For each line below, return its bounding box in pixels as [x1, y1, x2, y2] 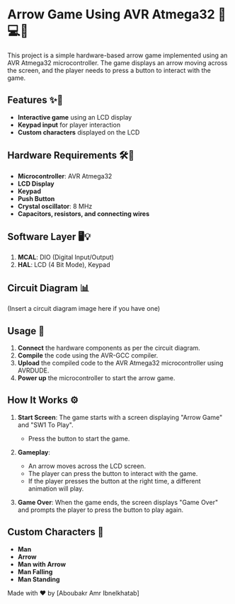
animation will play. [28, 484, 84, 493]
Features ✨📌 [7, 94, 64, 106]
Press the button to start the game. [28, 434, 130, 443]
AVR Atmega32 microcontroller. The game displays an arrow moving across [7, 58, 228, 67]
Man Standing [17, 575, 60, 583]
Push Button [17, 194, 55, 203]
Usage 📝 [7, 325, 45, 337]
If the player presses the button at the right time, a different [28, 477, 201, 485]
